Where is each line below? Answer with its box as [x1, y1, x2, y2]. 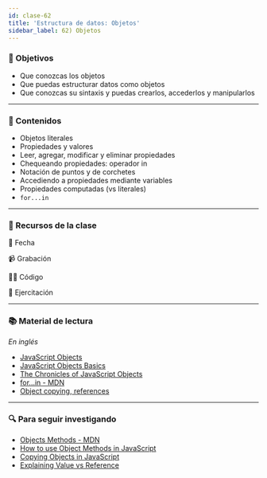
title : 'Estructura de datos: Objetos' [8, 19, 141, 27]
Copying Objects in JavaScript [19, 452, 120, 461]
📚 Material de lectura [8, 315, 94, 327]
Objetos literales [19, 133, 74, 143]
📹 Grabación [8, 254, 52, 264]
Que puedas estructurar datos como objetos [19, 79, 165, 88]
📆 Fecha [8, 238, 36, 248]
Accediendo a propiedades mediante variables [19, 175, 173, 185]
